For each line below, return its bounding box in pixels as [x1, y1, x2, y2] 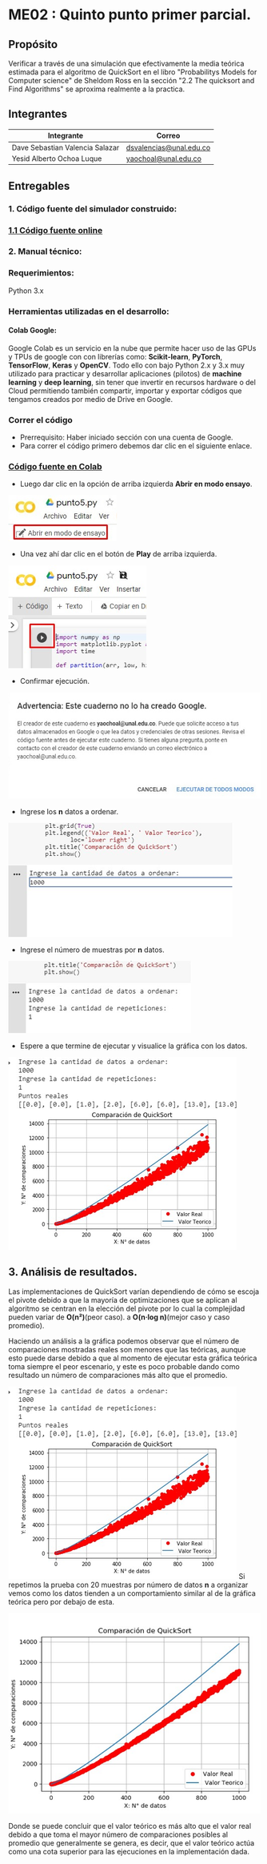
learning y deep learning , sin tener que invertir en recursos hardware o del [8, 377, 256, 387]
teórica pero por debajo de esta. [8, 1597, 114, 1606]
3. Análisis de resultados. [8, 1265, 137, 1279]
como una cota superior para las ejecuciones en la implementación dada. [8, 1846, 250, 1856]
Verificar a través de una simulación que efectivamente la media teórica [8, 58, 245, 68]
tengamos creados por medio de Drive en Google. [8, 394, 173, 404]
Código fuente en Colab [8, 461, 102, 472]
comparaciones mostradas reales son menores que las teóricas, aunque [8, 1344, 246, 1354]
